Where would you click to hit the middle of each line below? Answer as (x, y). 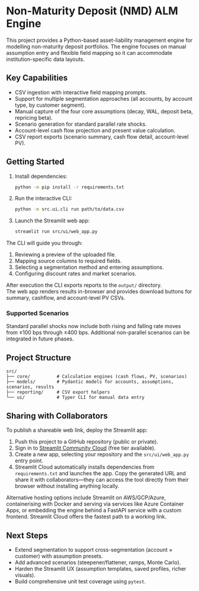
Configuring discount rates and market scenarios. (75, 274)
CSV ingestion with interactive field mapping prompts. (81, 92)
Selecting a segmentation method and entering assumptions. (89, 267)
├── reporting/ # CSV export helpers (58, 392)
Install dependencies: (41, 176)
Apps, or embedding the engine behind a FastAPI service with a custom (94, 510)
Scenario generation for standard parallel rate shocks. (81, 124)
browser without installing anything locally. (67, 486)
